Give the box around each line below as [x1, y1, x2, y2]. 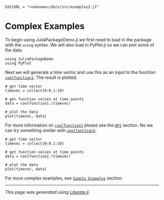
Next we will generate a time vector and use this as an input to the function [5, 69, 156, 75]
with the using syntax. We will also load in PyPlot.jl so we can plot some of [5, 42, 155, 48]
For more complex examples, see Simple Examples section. [5, 175, 123, 181]
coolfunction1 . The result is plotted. [5, 74, 78, 80]
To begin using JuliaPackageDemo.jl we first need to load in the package [5, 36, 152, 42]
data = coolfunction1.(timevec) [5, 101, 71, 106]
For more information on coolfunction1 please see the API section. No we [5, 122, 153, 128]
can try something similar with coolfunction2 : [5, 127, 97, 133]
